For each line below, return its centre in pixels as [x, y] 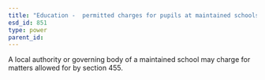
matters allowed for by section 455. [66, 68]
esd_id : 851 [28, 23]
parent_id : [26, 37]
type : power [28, 30]
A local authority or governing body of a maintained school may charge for [129, 60]
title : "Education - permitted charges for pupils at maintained [119, 15]
